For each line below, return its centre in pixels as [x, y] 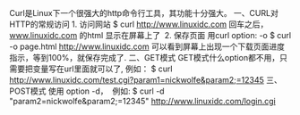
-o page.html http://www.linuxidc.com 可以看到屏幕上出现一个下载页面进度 [147, 46]
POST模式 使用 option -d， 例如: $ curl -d [87, 91]
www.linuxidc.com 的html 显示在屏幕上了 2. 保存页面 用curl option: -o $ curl [150, 35]
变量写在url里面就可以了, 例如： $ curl [103, 69]
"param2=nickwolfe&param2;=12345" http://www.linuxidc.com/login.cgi [142, 101]
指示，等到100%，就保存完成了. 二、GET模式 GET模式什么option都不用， [145, 57]
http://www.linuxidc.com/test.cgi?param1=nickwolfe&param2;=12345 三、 [146, 80]
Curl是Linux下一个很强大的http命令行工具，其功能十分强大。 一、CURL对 [144, 13]
